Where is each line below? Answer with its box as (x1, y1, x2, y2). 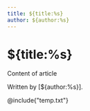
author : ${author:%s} (7, 17, 70, 24)
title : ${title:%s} (7, 10, 64, 17)
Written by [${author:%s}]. (7, 83, 83, 91)
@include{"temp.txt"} (7, 96, 69, 105)
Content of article (7, 69, 57, 78)
